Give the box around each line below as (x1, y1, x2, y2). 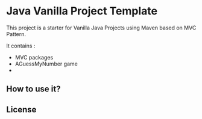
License (6, 104, 37, 115)
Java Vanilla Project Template (6, 4, 158, 18)
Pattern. (6, 30, 26, 37)
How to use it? (6, 84, 61, 94)
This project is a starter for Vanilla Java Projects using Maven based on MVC (6, 24, 197, 31)
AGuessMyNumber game (14, 60, 78, 67)
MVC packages (14, 53, 54, 61)
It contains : (6, 42, 36, 49)
